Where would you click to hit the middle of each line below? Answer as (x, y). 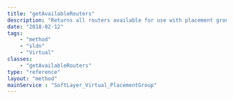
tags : (15, 33)
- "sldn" (32, 46)
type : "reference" (34, 72)
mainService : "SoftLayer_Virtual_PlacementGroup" (82, 85)
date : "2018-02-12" (36, 26)
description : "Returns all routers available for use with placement (110, 20)
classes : (20, 59)
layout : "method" (32, 78)
